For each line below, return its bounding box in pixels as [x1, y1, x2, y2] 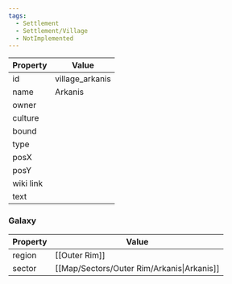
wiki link [12, 178, 43, 189]
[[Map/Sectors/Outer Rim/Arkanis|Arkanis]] [55, 262, 220, 274]
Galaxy [8, 215, 37, 226]
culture [12, 113, 39, 124]
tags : [8, 11, 27, 20]
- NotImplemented [15, 34, 74, 43]
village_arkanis [55, 73, 111, 84]
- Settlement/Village [15, 27, 89, 35]
